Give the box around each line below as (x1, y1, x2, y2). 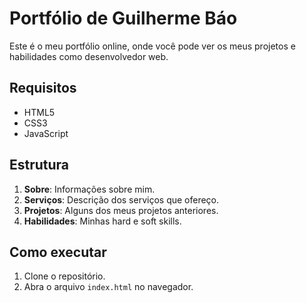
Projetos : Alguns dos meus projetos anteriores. (23, 204, 219, 216)
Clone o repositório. (23, 270, 106, 282)
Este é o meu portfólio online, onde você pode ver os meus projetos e (9, 40, 296, 52)
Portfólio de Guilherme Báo (9, 7, 238, 30)
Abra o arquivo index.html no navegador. (23, 281, 194, 293)
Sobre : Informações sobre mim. (23, 183, 156, 195)
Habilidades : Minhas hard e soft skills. (23, 215, 182, 227)
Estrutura (9, 157, 70, 174)
